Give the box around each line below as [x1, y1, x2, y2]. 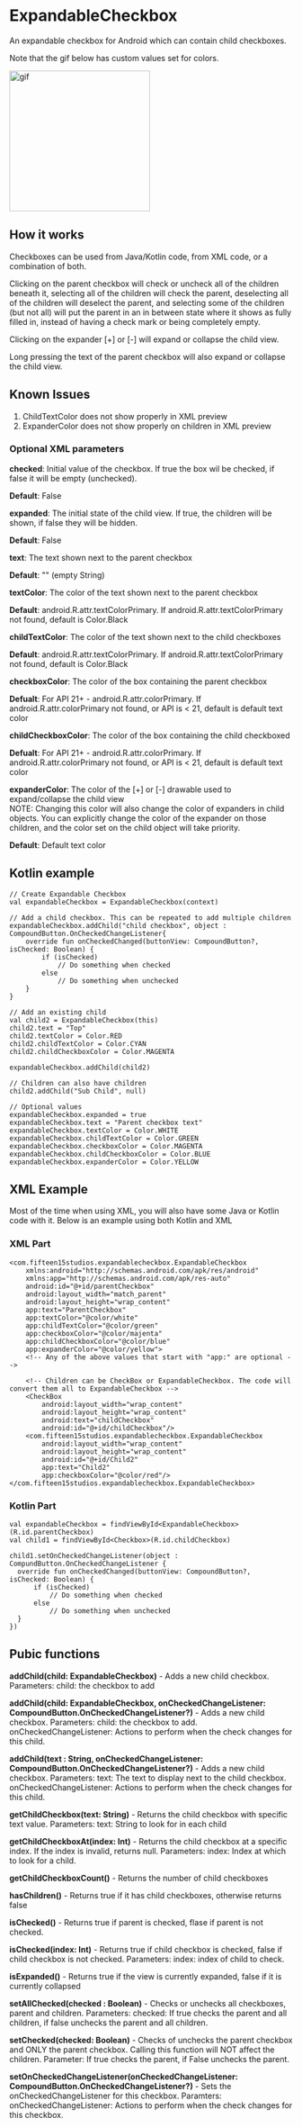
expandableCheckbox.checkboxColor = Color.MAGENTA [9, 1141, 203, 1150]
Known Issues [9, 387, 91, 402]
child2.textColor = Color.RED [9, 1032, 123, 1041]
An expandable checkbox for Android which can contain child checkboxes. [9, 35, 287, 46]
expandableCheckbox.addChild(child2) [9, 1063, 151, 1072]
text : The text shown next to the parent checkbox [9, 552, 193, 563]
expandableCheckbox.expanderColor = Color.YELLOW [9, 1158, 200, 1167]
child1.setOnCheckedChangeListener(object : [9, 1552, 179, 1561]
